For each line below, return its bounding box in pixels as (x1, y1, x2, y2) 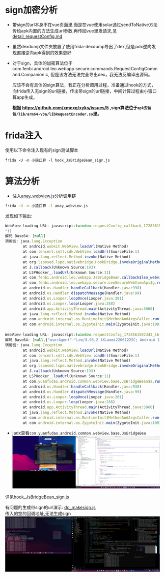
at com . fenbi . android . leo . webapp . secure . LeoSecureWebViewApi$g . (23, 280, 157, 285)
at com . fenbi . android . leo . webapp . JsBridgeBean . (23, 275, 122, 280)
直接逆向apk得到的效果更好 (16, 50, 72, 56)
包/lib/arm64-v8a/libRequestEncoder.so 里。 (12, 111, 102, 117)
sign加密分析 (5, 4, 58, 16)
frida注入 (5, 130, 43, 141)
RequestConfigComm (114, 65, 158, 71)
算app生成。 (12, 94, 38, 100)
